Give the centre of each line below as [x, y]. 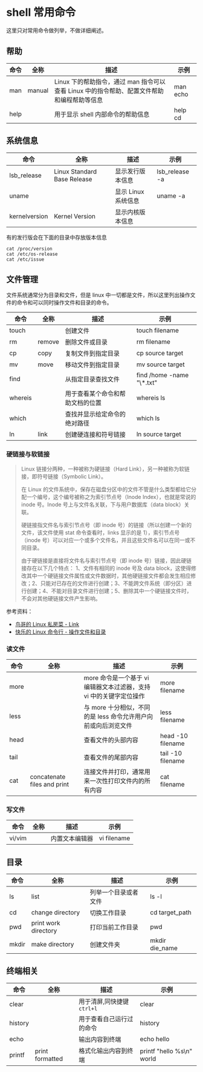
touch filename [158, 330]
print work [46, 923]
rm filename [153, 342]
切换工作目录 [108, 913]
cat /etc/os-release [32, 254]
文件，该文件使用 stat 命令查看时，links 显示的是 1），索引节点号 [100, 532]
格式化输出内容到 [103, 1051]
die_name [164, 948]
